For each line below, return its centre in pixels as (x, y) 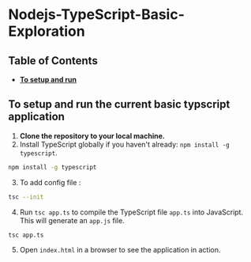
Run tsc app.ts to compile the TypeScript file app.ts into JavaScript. (131, 212)
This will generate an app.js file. (72, 220)
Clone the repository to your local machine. (92, 135)
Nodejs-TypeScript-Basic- (97, 15)
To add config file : (50, 182)
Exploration (47, 31)
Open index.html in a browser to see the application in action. (120, 250)
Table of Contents (53, 61)
